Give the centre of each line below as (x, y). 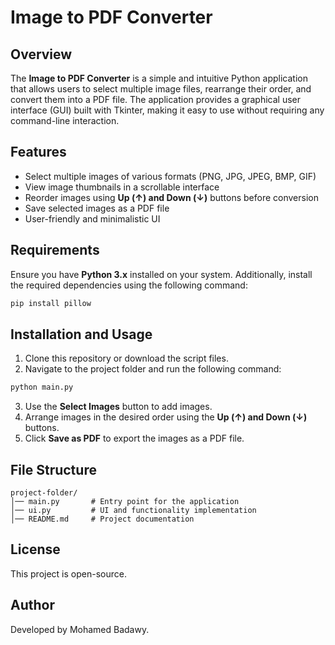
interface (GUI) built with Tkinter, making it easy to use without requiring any (167, 110)
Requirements (55, 250)
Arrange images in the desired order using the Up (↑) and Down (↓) (166, 417)
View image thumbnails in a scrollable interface (122, 187)
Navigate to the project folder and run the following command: (153, 369)
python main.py (42, 387)
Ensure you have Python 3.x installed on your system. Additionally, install (161, 274)
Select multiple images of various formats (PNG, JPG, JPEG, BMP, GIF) (170, 176)
